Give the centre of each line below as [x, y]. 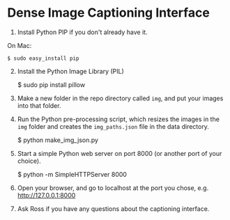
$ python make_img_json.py [58, 140]
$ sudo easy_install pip [43, 58]
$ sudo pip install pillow [51, 84]
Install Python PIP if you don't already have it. [82, 32]
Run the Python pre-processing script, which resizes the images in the [118, 119]
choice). [29, 161]
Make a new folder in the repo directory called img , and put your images [120, 98]
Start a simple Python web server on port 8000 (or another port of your [120, 153]
